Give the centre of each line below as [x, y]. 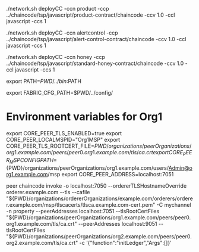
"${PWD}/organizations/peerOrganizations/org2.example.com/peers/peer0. [99, 236]
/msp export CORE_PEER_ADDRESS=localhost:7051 [110, 174]
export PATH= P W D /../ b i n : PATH [44, 81]
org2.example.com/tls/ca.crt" [42, 242]
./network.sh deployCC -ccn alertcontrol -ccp [62, 33]
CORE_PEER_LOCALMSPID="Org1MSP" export [63, 139]
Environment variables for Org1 [84, 117]
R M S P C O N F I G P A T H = [32, 161]
